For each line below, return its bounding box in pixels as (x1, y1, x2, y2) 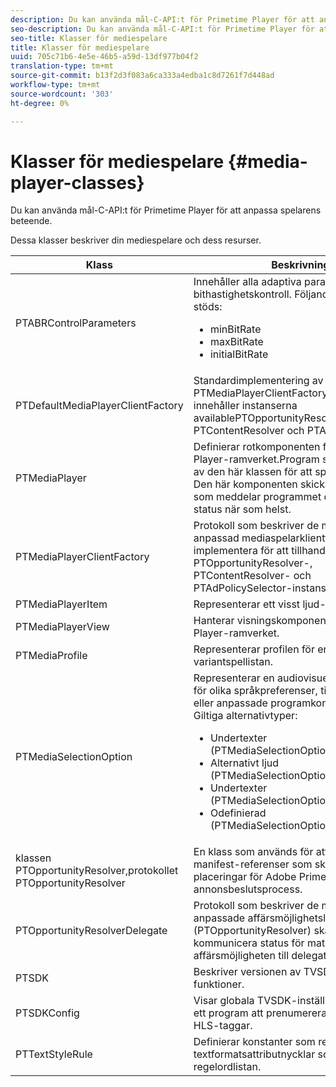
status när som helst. (193, 502, 292, 516)
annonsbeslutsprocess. (193, 882, 303, 896)
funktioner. (193, 977, 245, 991)
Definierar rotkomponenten (193, 440, 321, 454)
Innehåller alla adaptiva (193, 275, 302, 289)
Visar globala (193, 994, 255, 1008)
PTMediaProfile (15, 649, 88, 663)
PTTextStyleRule (15, 1047, 93, 1061)
